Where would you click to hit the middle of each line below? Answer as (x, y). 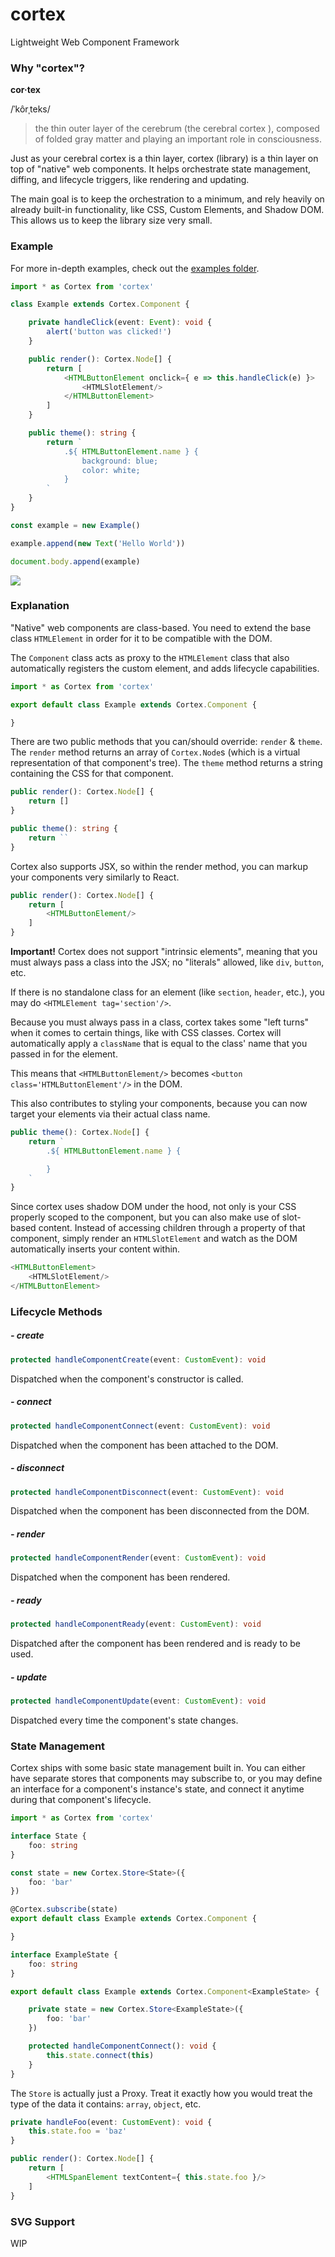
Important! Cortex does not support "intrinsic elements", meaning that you (164, 952)
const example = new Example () (75, 525)
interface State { (48, 1836)
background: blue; (120, 461)
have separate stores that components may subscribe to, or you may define (166, 1779)
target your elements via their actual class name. (110, 1114)
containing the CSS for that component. (92, 774)
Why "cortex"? (47, 68)
